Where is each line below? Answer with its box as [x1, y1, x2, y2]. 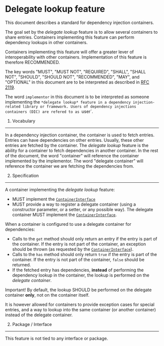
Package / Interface [12, 321, 52, 327]
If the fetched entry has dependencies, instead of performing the [12, 267, 144, 273]
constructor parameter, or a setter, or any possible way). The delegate [12, 206, 153, 212]
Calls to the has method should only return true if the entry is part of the [12, 251, 157, 257]
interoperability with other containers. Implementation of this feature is [5, 54, 147, 60]
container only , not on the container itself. [5, 292, 90, 298]
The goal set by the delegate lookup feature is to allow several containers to [5, 29, 158, 35]
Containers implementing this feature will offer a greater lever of [5, 49, 134, 55]
